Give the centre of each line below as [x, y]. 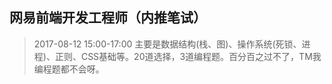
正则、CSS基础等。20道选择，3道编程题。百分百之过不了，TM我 [188, 56]
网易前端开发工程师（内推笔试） [108, 18]
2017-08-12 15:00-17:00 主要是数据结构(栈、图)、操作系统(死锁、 [167, 44]
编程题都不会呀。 [69, 69]
